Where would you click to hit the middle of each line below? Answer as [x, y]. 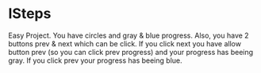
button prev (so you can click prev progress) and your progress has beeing [131, 52]
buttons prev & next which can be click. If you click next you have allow [125, 43]
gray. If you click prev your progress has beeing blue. [95, 60]
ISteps [30, 14]
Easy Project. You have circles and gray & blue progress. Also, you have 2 [129, 35]
